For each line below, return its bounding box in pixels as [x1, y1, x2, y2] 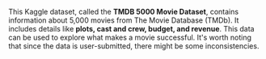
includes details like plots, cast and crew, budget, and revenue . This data [8, 24, 255, 33]
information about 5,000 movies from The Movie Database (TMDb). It [8, 15, 239, 25]
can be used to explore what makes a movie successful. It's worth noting [8, 32, 252, 42]
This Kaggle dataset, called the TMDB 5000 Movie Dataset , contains [8, 7, 239, 16]
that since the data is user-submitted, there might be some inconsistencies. [8, 41, 260, 51]
